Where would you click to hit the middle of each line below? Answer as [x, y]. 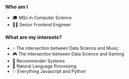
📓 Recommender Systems [38, 61]
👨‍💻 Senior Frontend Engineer [42, 25]
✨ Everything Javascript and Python [49, 71]
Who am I [16, 7]
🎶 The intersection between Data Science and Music [65, 48]
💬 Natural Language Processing [44, 66]
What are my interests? [33, 38]
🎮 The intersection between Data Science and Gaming [68, 54]
